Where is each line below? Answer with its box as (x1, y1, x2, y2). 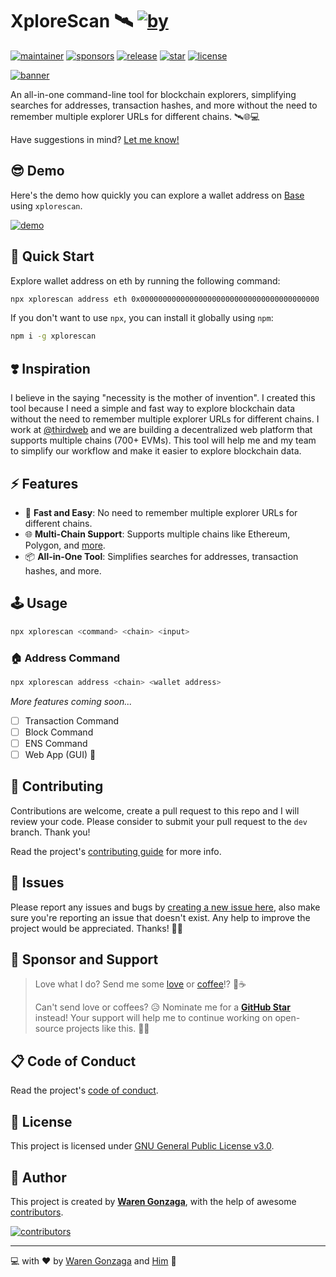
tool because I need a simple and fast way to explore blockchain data (10, 403, 296, 415)
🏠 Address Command (10, 651, 121, 665)
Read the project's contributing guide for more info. (10, 845, 222, 857)
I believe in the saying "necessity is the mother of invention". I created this (10, 392, 316, 404)
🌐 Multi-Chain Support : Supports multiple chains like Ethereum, (24, 528, 291, 540)
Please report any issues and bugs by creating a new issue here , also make (10, 901, 321, 913)
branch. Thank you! (10, 826, 91, 838)
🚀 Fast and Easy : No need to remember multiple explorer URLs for (24, 506, 298, 518)
